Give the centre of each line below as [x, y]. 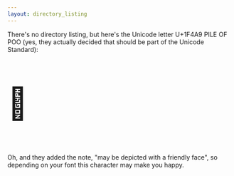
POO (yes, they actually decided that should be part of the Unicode [106, 42]
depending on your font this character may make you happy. [96, 165]
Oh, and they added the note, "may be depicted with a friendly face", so [113, 157]
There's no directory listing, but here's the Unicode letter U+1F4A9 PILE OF [117, 34]
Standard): [23, 49]
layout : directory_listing [47, 14]
